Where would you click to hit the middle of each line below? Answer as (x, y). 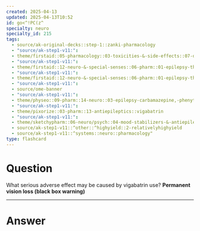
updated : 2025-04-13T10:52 (40, 17)
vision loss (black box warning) (46, 191)
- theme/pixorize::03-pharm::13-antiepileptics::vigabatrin (87, 111)
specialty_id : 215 (29, 34)
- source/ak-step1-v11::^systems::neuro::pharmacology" (82, 134)
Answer (26, 221)
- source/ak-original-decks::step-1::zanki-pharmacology (84, 45)
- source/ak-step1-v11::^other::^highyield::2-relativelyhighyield (97, 128)
